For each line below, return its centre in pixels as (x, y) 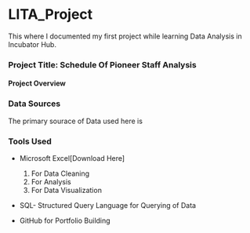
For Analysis (51, 182)
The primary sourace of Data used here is (76, 121)
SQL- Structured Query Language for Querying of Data (108, 206)
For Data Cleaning (60, 173)
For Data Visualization (66, 191)
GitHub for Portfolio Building (65, 220)
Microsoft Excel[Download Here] (72, 158)
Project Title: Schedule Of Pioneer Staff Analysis (103, 64)
